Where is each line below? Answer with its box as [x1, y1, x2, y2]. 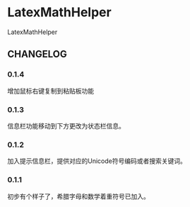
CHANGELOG [7, 48, 67, 60]
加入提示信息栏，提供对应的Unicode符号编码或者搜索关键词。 [7, 157, 187, 165]
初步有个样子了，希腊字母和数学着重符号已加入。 [7, 192, 150, 201]
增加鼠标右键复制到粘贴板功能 [7, 86, 94, 95]
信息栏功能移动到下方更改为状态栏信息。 [7, 121, 125, 130]
